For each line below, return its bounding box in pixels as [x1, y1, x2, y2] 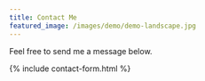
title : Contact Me [9, 12, 77, 22]
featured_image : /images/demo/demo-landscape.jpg [9, 21, 197, 30]
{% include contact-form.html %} [9, 63, 131, 74]
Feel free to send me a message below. [9, 45, 153, 56]
